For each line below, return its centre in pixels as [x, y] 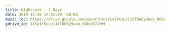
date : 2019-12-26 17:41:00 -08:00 [42, 14]
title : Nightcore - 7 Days [34, 10]
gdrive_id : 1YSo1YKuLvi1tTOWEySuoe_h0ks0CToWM [55, 24]
